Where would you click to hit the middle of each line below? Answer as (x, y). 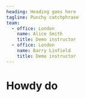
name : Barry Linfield (44, 51)
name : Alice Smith (40, 34)
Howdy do (32, 86)
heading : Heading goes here (41, 12)
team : (13, 23)
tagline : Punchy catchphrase (42, 17)
